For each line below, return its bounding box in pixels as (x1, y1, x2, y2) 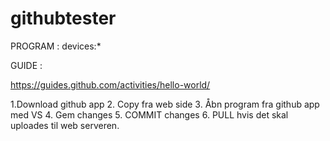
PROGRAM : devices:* (10, 40, 102, 52)
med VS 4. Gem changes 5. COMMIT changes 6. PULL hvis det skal (10, 108, 289, 121)
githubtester (10, 7, 117, 30)
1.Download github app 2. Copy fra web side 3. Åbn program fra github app (10, 98, 320, 110)
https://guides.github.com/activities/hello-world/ (10, 78, 211, 91)
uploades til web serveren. (10, 119, 120, 131)
